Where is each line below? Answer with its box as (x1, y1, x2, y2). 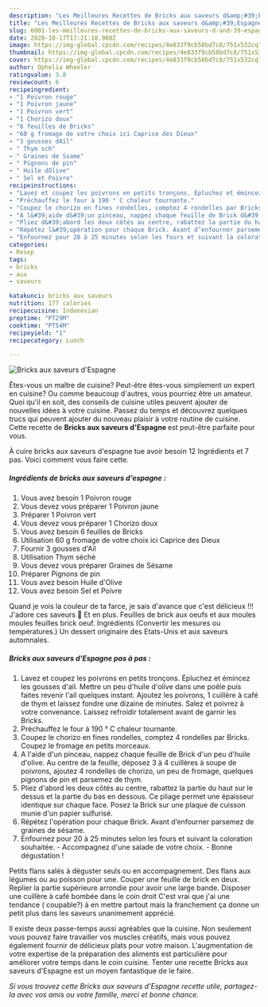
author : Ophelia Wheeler (9, 64, 91, 72)
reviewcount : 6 (9, 78, 60, 86)
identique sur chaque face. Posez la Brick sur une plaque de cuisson (20, 800, 246, 810)
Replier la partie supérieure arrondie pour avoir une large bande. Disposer (9, 883, 251, 893)
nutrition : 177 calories (9, 300, 91, 308)
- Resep (9, 248, 35, 256)
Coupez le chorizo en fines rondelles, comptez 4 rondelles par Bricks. (20, 733, 250, 742)
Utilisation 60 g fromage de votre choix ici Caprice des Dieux (20, 536, 221, 545)
